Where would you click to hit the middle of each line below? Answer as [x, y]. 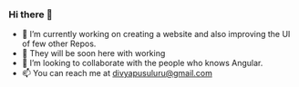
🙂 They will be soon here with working [93, 53]
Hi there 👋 [31, 14]
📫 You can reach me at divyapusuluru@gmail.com [117, 73]
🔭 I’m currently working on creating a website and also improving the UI [156, 34]
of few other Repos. [59, 43]
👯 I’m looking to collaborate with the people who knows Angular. [142, 63]
